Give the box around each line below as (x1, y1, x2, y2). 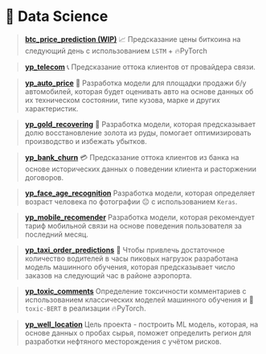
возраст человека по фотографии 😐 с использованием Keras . (24, 196, 238, 206)
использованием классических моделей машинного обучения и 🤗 (24, 294, 254, 304)
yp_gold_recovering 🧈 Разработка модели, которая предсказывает (24, 119, 256, 129)
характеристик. (24, 104, 79, 113)
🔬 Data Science (5, 7, 108, 26)
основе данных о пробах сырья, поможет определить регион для (24, 327, 252, 337)
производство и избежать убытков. (24, 136, 147, 146)
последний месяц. (24, 229, 89, 239)
